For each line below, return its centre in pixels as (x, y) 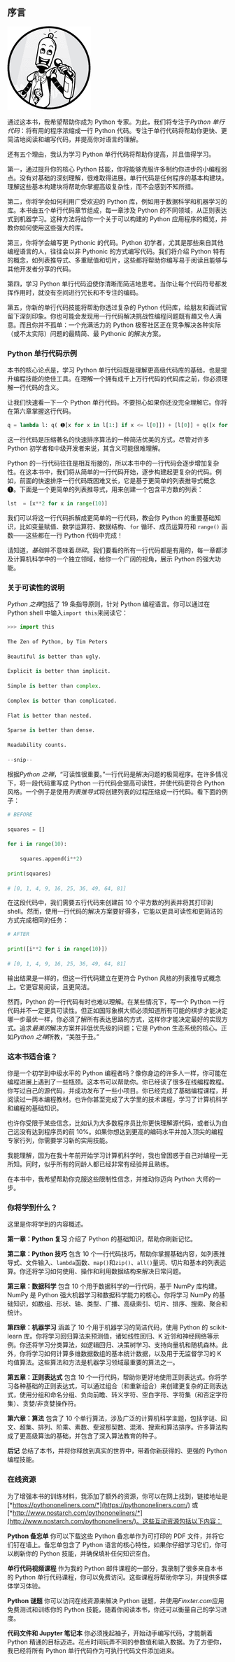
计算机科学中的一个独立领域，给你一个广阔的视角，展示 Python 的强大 (114, 559)
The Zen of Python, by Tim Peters (58, 642)
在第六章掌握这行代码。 (41, 411)
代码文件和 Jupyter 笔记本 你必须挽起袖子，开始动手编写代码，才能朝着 (110, 1633)
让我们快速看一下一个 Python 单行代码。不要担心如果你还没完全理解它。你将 (117, 403)
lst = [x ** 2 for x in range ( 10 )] (58, 503)
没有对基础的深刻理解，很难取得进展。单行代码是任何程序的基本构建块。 (123, 178)
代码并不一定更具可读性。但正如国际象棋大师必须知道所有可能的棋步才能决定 (117, 1010)
